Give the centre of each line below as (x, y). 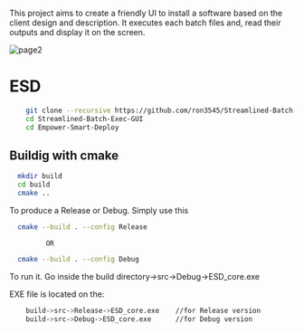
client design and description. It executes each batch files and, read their (145, 23)
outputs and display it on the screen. (77, 32)
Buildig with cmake (64, 155)
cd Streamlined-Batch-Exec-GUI (85, 119)
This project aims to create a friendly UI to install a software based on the (146, 13)
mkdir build (40, 176)
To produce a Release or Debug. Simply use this (99, 210)
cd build (34, 185)
